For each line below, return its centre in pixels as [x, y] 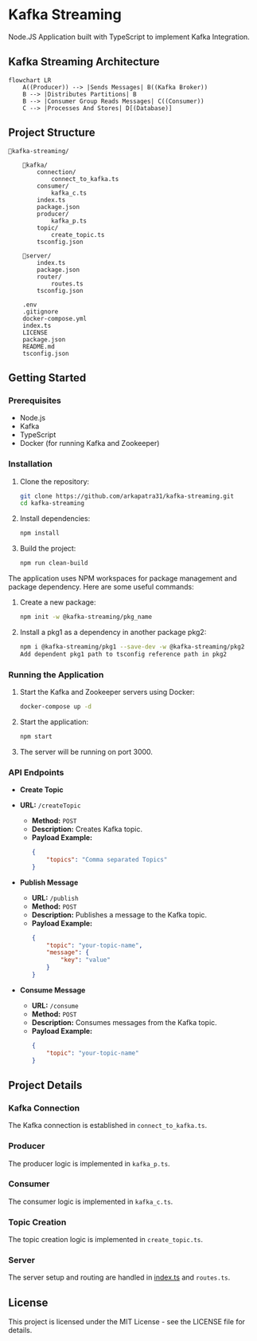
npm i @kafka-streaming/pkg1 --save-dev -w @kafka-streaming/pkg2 [132, 647]
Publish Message [49, 882]
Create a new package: [58, 602]
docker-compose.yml [55, 318]
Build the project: [48, 549]
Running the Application [56, 674]
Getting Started [47, 378]
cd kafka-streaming [52, 503]
